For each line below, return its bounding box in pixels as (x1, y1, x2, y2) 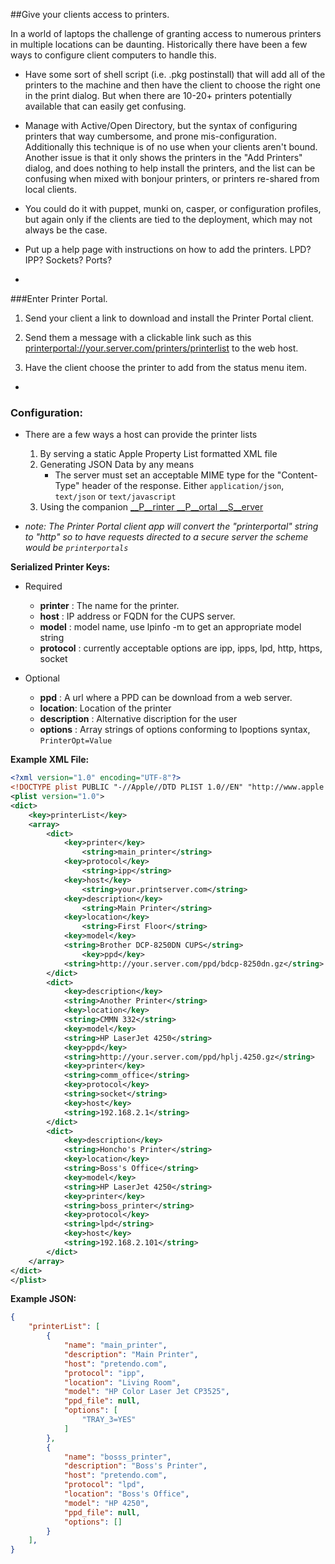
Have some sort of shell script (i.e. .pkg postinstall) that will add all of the (24, 69, 326, 80)
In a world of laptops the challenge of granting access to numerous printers (10, 28, 322, 39)
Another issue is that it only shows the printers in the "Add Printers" (24, 152, 303, 163)
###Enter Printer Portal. (10, 293, 108, 304)
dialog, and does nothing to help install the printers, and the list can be (24, 162, 316, 174)
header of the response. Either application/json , (81, 480, 285, 492)
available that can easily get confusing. (24, 100, 187, 112)
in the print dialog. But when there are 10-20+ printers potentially (24, 90, 293, 101)
